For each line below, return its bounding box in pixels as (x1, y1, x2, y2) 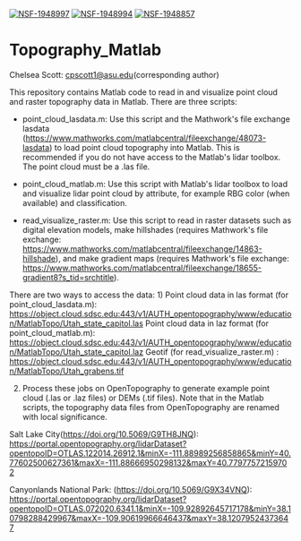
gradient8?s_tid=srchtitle (21, 271, 115, 282)
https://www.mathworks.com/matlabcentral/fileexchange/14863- (21, 243, 262, 254)
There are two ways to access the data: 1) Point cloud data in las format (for (9, 289, 289, 300)
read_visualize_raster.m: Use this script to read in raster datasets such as (21, 215, 292, 226)
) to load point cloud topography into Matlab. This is (48, 142, 240, 152)
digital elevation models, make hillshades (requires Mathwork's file (21, 224, 269, 235)
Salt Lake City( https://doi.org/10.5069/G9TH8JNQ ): (9, 428, 199, 439)
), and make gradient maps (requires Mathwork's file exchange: (55, 253, 289, 263)
